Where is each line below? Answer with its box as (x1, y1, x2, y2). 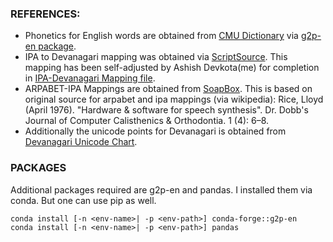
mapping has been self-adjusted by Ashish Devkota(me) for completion (24, 62, 320, 74)
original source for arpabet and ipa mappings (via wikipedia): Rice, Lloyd (24, 93, 324, 106)
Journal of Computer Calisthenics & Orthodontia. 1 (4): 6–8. (24, 115, 270, 127)
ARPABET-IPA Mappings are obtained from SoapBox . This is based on (24, 83, 313, 95)
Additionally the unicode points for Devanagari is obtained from (24, 125, 287, 137)
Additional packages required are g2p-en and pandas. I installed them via (10, 183, 313, 196)
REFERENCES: (10, 7, 81, 21)
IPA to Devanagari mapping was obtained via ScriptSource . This (24, 51, 288, 63)
